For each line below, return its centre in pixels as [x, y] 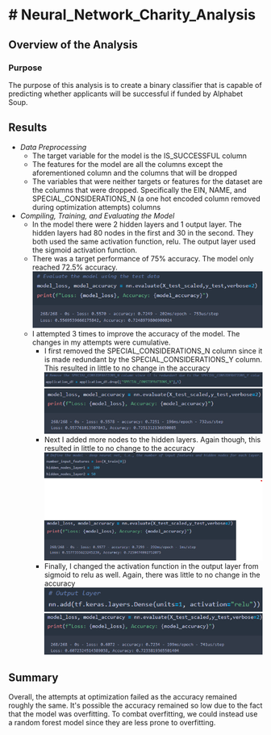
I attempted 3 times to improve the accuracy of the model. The [136, 334]
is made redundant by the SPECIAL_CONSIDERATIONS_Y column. [153, 360]
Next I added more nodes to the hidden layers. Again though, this [152, 439]
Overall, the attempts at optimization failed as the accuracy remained [123, 697]
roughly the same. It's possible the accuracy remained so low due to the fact [135, 706]
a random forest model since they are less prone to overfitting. [112, 723]
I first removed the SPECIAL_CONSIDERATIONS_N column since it [153, 351]
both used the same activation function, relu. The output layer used [144, 241]
